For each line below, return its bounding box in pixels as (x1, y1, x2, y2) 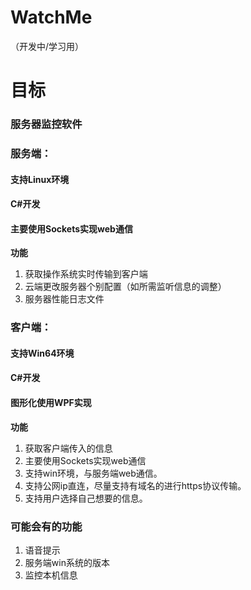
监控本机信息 (24, 569, 78, 581)
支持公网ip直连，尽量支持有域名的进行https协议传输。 (24, 479, 247, 491)
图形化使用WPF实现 (10, 397, 92, 409)
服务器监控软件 (10, 117, 83, 131)
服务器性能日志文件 (24, 293, 105, 305)
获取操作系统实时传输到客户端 (24, 268, 148, 280)
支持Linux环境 (10, 173, 70, 185)
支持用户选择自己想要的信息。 (24, 492, 148, 504)
